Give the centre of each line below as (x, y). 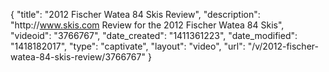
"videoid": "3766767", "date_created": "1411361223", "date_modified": (154, 35)
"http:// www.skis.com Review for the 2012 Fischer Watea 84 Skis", (147, 25)
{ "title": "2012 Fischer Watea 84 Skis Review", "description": (135, 14)
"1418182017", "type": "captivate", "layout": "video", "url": (128, 46)
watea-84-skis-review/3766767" (78, 57)
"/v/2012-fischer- (283, 46)
